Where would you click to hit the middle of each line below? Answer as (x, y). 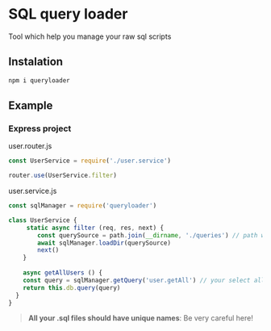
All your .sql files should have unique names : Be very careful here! (141, 318)
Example (31, 106)
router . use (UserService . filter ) (63, 176)
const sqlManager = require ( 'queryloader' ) (83, 206)
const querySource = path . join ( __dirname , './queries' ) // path (148, 235)
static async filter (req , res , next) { (95, 228)
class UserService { (43, 220)
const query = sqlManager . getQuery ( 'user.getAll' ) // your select (137, 280)
